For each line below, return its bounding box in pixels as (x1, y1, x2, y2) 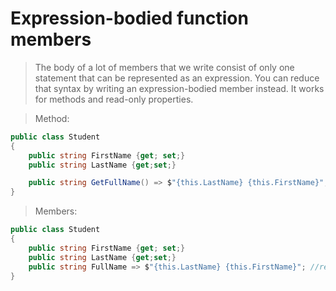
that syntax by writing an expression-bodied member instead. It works (34, 82, 325, 94)
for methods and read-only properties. (34, 93, 194, 105)
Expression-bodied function (10, 7, 249, 30)
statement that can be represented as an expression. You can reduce (34, 72, 320, 84)
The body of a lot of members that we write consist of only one (34, 61, 295, 73)
